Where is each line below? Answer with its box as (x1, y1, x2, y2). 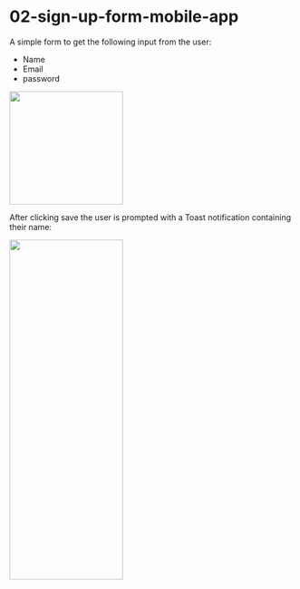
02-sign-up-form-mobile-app (9, 6, 239, 27)
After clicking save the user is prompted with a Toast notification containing (9, 211, 292, 223)
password (22, 72, 61, 83)
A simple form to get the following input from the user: (9, 36, 212, 47)
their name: (9, 221, 53, 232)
